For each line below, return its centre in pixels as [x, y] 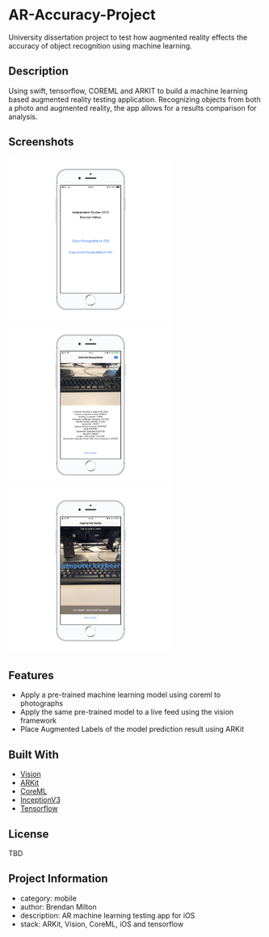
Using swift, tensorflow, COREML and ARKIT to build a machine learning [128, 91]
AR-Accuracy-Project [82, 15]
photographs [41, 703]
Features [31, 675]
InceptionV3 [40, 800]
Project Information [58, 879]
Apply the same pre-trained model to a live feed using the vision [127, 712]
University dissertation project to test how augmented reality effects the [128, 37]
